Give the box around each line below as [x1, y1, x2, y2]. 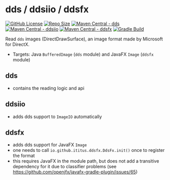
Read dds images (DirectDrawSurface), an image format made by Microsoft [5, 36, 163, 42]
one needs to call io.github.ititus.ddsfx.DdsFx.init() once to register [12, 147, 165, 153]
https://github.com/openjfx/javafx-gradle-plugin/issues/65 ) [12, 169, 138, 175]
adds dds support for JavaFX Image [12, 142, 87, 148]
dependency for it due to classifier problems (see [12, 164, 116, 170]
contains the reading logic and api [12, 85, 85, 91]
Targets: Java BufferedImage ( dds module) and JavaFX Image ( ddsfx [12, 51, 154, 57]
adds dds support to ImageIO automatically [12, 114, 102, 120]
